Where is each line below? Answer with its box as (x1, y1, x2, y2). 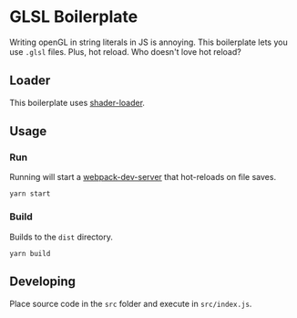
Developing (9, 274, 76, 290)
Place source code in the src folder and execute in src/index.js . (9, 298, 252, 309)
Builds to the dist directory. (9, 231, 114, 242)
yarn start (9, 189, 51, 198)
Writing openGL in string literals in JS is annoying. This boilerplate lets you (9, 37, 289, 48)
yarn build (9, 249, 51, 258)
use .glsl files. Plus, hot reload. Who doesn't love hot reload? (9, 46, 241, 57)
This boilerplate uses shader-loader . (9, 97, 146, 108)
